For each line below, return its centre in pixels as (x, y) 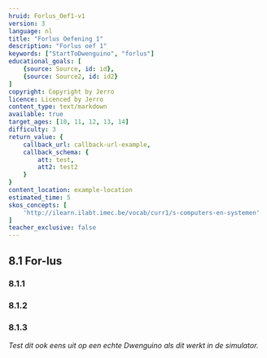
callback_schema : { (56, 152)
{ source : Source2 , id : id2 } (70, 76)
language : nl (31, 31)
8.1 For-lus (35, 261)
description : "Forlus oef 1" (58, 46)
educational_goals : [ (45, 62)
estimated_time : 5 (39, 197)
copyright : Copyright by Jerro (61, 92)
